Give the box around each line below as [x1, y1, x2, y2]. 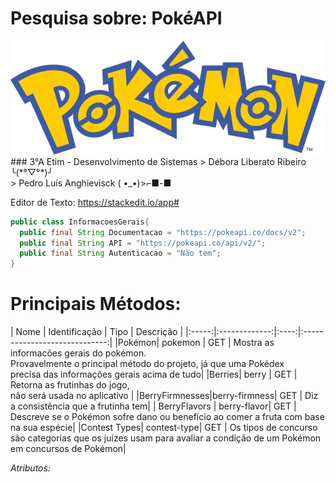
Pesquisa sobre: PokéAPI [10, 7, 223, 30]
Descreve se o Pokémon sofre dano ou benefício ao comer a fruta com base [10, 411, 325, 423]
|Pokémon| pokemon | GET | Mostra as [114, 337, 275, 349]
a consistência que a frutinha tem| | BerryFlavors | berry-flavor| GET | [10, 400, 297, 412]
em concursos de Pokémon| [10, 443, 127, 455]
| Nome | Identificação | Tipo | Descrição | [10, 326, 184, 338]
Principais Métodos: [10, 293, 182, 316]
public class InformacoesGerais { [10, 217, 150, 227]
